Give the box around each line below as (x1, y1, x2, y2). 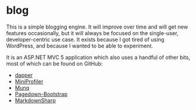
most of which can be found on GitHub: (6, 60, 103, 67)
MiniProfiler (14, 78, 43, 85)
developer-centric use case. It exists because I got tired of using (6, 36, 165, 43)
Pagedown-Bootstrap (14, 90, 68, 98)
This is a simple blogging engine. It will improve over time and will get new (6, 23, 188, 30)
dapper (14, 71, 33, 78)
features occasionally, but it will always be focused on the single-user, (6, 29, 179, 36)
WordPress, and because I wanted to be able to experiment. (6, 42, 154, 49)
